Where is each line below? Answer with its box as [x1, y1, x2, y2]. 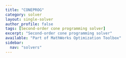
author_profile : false [5, 21, 53, 27]
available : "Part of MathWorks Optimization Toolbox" [5, 36, 122, 41]
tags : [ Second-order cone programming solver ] [5, 26, 106, 31]
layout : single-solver [5, 17, 53, 22]
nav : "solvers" [10, 45, 42, 50]
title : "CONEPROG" [5, 7, 44, 13]
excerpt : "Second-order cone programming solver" [5, 31, 113, 36]
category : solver [5, 12, 42, 17]
